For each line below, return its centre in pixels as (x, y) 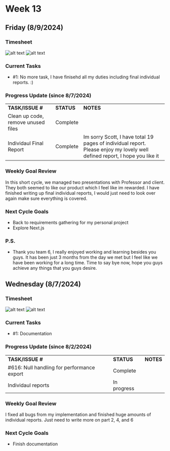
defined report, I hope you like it (121, 156)
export (16, 374)
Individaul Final (26, 143)
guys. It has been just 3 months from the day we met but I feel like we (85, 257)
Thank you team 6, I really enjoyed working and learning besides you (84, 252)
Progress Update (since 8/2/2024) (49, 347)
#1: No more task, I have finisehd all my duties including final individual (86, 77)
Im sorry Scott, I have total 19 (118, 137)
